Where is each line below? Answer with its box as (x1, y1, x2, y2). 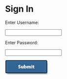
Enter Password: (5, 39, 38, 45)
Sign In (5, 3, 34, 15)
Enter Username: (5, 20, 39, 25)
